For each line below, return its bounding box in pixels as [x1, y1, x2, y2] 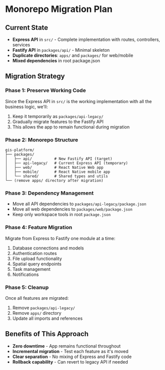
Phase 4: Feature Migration [5, 224, 72, 231]
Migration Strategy [5, 72, 65, 81]
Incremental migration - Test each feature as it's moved [12, 348, 129, 354]
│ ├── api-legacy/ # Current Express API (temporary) [5, 160, 128, 165]
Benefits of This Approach [5, 330, 89, 338]
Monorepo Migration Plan [5, 3, 113, 15]
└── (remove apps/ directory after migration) [5, 178, 104, 183]
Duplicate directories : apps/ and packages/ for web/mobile [12, 52, 134, 58]
